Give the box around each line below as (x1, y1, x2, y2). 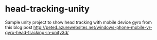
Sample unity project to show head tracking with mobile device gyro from (5, 19, 152, 25)
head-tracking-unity (5, 3, 90, 14)
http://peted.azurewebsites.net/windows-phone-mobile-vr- (33, 24, 152, 30)
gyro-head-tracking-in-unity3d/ (5, 29, 69, 35)
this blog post (5, 24, 33, 30)
